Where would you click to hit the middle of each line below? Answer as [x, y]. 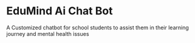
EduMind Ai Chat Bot [60, 11]
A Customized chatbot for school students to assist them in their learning [98, 27]
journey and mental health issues [48, 33]
